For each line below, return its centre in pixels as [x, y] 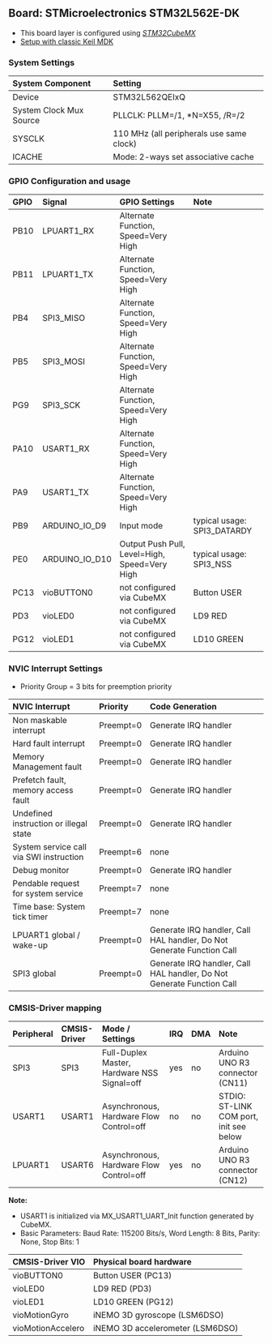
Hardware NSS [130, 1073]
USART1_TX [65, 492]
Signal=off [122, 1083]
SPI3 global [34, 974]
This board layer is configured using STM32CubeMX [108, 32]
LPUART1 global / [47, 935]
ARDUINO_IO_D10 [76, 559]
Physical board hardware [142, 1262]
